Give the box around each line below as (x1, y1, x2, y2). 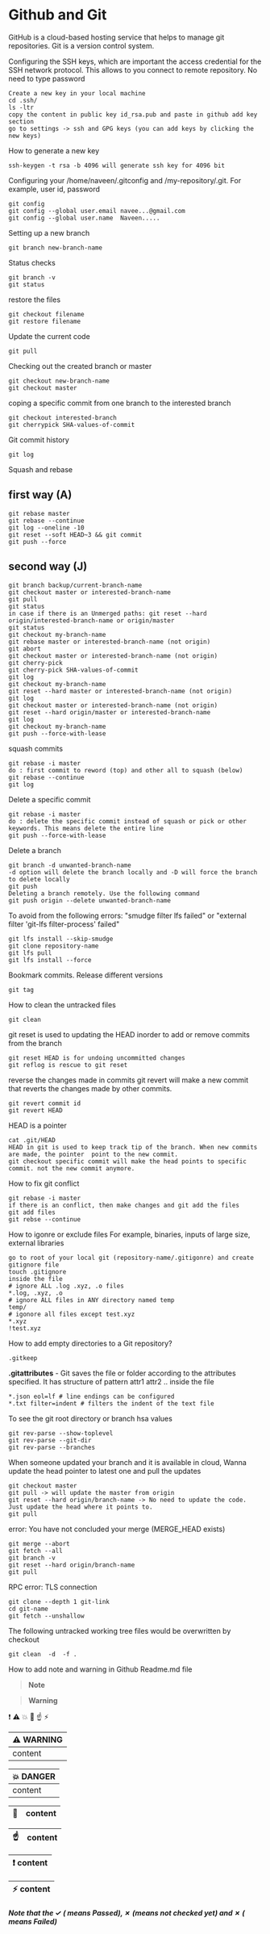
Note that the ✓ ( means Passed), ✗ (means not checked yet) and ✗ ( (8, 1908, 246, 1918)
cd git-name (8, 1605, 48, 1613)
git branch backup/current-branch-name (8, 581, 143, 589)
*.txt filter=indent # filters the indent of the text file (8, 1399, 215, 1408)
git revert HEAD (8, 1106, 63, 1115)
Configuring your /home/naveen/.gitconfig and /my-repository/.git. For (8, 175, 242, 185)
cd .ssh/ (8, 96, 38, 104)
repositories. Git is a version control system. (8, 40, 155, 50)
